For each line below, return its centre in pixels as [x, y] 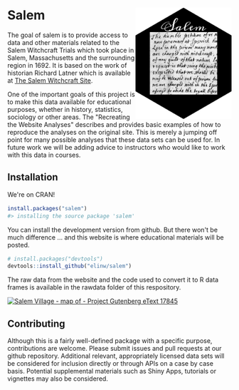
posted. [18, 245]
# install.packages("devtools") [55, 259]
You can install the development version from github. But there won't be [113, 230]
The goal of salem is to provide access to [68, 35]
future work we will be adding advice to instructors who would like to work [116, 147]
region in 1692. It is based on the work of [67, 65]
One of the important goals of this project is [71, 94]
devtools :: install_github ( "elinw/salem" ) [70, 266]
